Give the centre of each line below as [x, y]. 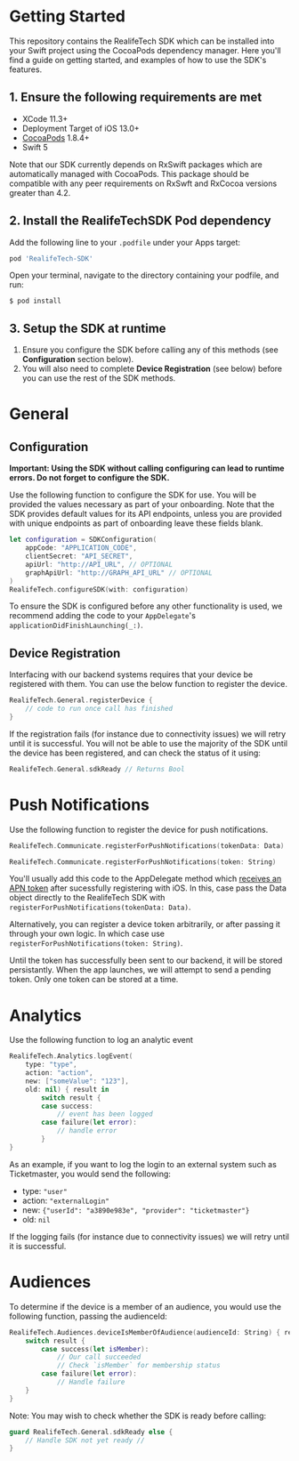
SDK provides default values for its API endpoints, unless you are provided [145, 514]
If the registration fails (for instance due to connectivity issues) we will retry [148, 734]
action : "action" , [59, 1073]
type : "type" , [51, 1065]
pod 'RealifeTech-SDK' [51, 258]
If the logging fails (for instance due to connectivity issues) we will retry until [149, 1236]
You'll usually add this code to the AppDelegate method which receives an [145, 879]
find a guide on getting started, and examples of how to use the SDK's [138, 60]
